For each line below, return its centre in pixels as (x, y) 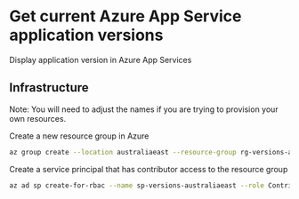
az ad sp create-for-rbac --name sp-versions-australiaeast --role (137, 185)
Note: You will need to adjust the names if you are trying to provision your (144, 109)
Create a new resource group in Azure (79, 136)
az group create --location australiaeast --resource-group (123, 152)
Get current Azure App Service (125, 16)
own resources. (38, 118)
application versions (86, 35)
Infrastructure (49, 88)
